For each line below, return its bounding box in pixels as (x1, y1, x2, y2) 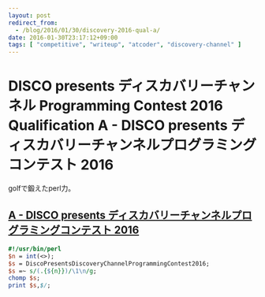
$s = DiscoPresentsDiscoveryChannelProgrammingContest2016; (8, 259, 211, 268)
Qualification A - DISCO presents (8, 117, 228, 135)
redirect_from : (8, 19, 58, 27)
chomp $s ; (8, 274, 41, 282)
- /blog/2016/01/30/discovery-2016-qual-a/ (15, 26, 160, 34)
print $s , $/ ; (8, 281, 51, 290)
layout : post (8, 11, 51, 20)
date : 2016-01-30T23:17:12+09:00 (8, 33, 118, 42)
